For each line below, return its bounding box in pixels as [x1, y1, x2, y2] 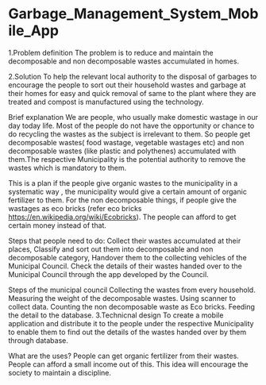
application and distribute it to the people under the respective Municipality [8, 318, 254, 328]
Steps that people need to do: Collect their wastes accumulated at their [8, 236, 241, 245]
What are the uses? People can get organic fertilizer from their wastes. [8, 351, 240, 360]
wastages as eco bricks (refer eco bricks [8, 203, 142, 213]
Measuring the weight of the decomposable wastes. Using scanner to [8, 293, 237, 302]
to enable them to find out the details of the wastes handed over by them [8, 327, 247, 337]
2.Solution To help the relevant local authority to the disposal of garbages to [8, 71, 257, 81]
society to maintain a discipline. [8, 368, 112, 377]
